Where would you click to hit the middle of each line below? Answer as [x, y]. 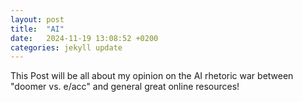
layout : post [37, 19]
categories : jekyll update [66, 47]
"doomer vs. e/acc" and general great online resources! [125, 87]
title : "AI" [37, 29]
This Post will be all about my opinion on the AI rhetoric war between [152, 76]
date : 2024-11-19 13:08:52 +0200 [84, 38]
